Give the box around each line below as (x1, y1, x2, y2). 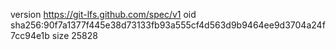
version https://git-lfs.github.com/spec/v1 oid (10, 9, 197, 20)
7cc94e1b (10, 30, 50, 41)
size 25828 (51, 30, 98, 41)
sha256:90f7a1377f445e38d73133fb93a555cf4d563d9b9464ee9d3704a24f (10, 19, 326, 31)
